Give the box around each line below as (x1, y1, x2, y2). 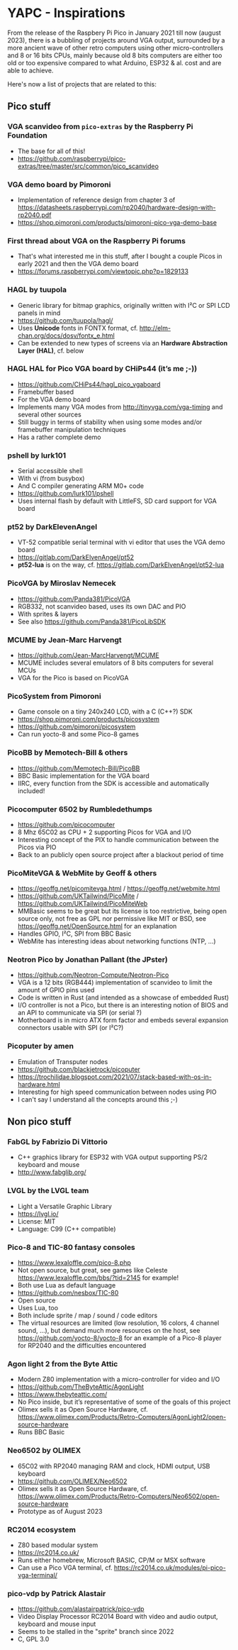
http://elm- (139, 323, 171, 332)
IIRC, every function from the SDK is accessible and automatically (17, 779, 210, 787)
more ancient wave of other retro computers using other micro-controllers (7, 43, 224, 52)
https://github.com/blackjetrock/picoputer (17, 1065, 140, 1073)
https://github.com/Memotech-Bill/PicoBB (17, 764, 140, 773)
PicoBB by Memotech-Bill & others (7, 748, 128, 758)
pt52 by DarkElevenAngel (7, 522, 98, 532)
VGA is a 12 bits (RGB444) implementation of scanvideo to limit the (17, 978, 212, 987)
